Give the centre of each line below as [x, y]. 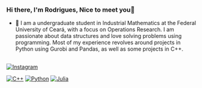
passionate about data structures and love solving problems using [98, 36]
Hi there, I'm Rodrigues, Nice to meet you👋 [71, 10]
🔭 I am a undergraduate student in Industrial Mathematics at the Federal [106, 23]
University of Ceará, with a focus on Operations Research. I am [95, 29]
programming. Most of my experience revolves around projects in [98, 43]
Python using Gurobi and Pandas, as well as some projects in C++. [99, 49]
